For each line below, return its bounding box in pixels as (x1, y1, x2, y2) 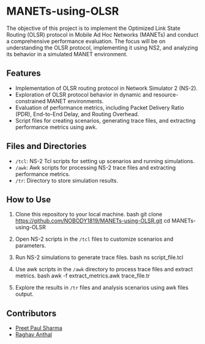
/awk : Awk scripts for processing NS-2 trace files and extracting (15, 164, 176, 171)
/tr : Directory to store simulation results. (15, 177, 118, 184)
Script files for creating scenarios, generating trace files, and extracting (15, 117, 196, 124)
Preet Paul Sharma (15, 324, 62, 332)
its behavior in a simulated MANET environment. (6, 50, 128, 57)
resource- (153, 90, 179, 98)
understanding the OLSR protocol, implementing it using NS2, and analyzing (6, 44, 198, 51)
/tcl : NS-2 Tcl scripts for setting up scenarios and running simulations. (15, 157, 195, 164)
